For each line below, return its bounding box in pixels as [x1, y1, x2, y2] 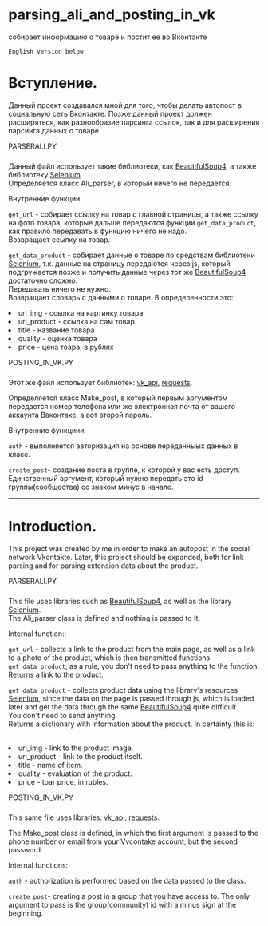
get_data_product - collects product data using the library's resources [8, 685, 238, 694]
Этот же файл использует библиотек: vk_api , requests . [8, 377, 193, 387]
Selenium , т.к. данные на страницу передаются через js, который [8, 258, 231, 268]
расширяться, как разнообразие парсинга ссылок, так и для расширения [8, 117, 260, 127]
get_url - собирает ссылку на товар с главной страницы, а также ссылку [8, 209, 259, 219]
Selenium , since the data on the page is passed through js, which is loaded [8, 694, 254, 703]
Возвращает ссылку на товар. [8, 234, 110, 244]
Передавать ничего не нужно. [8, 284, 112, 293]
